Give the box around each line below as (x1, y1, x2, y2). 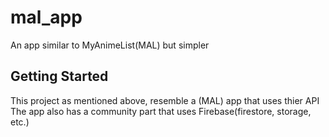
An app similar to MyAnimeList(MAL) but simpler (10, 39, 210, 51)
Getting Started (10, 68, 109, 85)
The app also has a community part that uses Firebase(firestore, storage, (10, 105, 312, 117)
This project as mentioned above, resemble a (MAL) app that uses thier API (10, 94, 320, 106)
